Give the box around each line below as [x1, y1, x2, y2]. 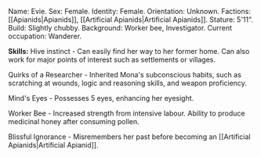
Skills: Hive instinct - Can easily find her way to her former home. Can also [8, 47, 250, 55]
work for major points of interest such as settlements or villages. [8, 55, 216, 64]
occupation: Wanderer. [8, 31, 82, 41]
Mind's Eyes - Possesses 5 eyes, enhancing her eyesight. [8, 94, 194, 102]
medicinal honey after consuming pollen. [8, 117, 140, 126]
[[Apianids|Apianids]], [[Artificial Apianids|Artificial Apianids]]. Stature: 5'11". [8, 15, 253, 24]
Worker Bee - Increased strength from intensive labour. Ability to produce [8, 109, 245, 118]
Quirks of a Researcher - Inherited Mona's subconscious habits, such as [8, 70, 241, 79]
